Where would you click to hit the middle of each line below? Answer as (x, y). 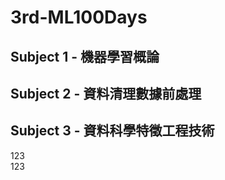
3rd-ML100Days (79, 17)
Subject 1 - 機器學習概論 (85, 56)
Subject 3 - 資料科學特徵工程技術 (112, 131)
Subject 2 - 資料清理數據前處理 (106, 93)
